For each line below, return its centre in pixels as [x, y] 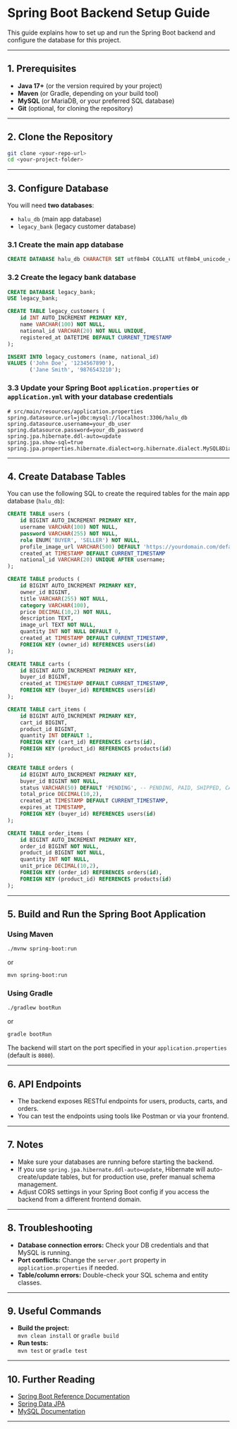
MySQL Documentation [51, 1411]
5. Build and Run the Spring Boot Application [107, 914]
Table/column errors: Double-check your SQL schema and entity [113, 1275]
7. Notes [25, 1145]
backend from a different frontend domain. [79, 1199]
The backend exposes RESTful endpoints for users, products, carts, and [122, 1101]
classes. [30, 1282]
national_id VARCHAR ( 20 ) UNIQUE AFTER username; [93, 560]
